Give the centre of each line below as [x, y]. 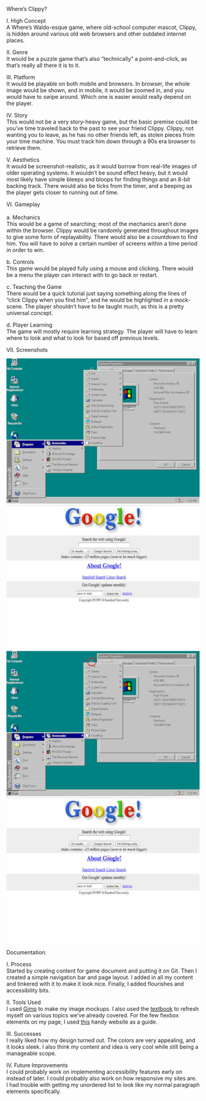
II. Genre [17, 52]
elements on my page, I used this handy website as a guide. [82, 1022]
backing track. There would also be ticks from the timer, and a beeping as [99, 186]
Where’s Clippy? [27, 9]
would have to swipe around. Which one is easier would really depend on [99, 97]
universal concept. [30, 313]
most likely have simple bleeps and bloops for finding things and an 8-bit [98, 179]
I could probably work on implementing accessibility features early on [94, 1072]
